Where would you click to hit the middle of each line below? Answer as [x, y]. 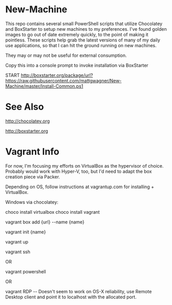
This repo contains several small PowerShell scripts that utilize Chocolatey [84, 24]
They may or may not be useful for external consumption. [66, 55]
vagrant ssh [18, 252]
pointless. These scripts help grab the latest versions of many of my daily [83, 40]
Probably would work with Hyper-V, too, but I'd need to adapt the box [79, 171]
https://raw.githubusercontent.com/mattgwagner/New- [63, 80]
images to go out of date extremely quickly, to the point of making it [77, 34]
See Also [25, 107]
